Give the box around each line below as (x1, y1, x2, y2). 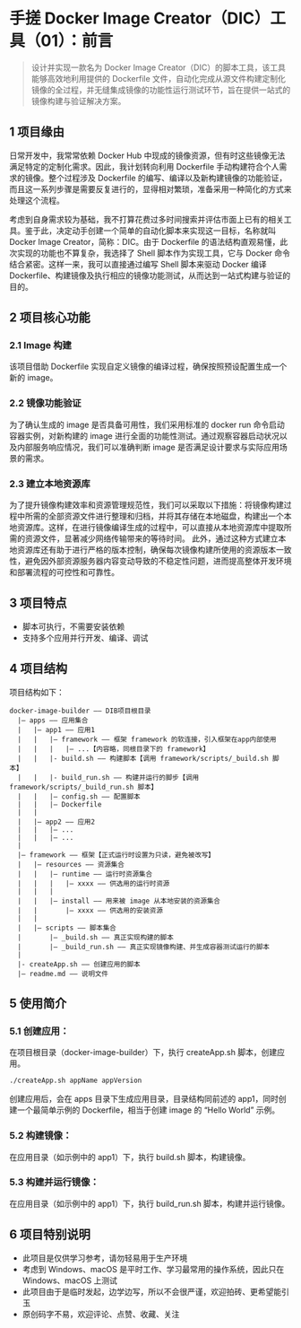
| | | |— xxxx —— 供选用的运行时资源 (17, 878, 170, 888)
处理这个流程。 (9, 195, 64, 205)
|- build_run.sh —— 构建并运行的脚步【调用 (48, 773, 200, 782)
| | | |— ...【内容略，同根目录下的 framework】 (17, 744, 211, 754)
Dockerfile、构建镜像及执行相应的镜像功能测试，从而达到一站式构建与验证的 (9, 270, 291, 281)
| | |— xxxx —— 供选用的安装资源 (17, 905, 164, 915)
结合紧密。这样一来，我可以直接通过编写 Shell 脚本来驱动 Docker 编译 (9, 258, 267, 269)
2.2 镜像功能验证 (9, 397, 82, 409)
